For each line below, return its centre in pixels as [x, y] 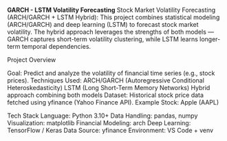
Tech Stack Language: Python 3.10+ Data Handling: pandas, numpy [102, 116]
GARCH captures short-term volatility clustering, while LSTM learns [102, 39]
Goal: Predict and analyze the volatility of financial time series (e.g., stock [111, 73]
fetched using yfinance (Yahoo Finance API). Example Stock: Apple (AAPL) [113, 102]
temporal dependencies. [56, 46]
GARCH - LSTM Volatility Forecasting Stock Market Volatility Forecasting [111, 10]
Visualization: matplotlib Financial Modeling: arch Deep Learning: [99, 123]
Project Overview [32, 60]
